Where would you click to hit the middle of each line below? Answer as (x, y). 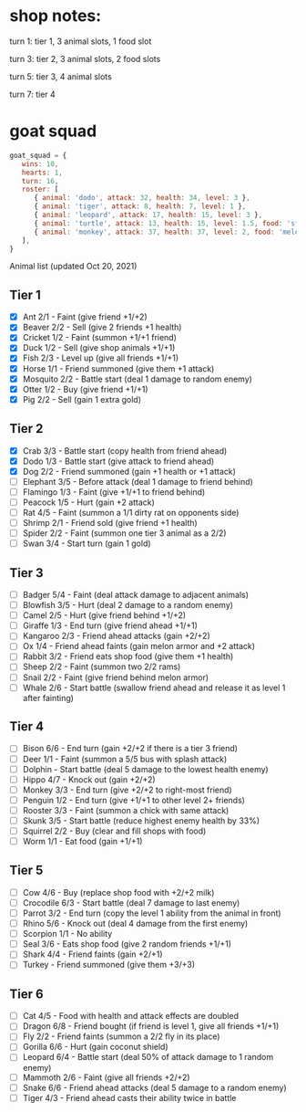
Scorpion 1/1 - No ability (67, 934)
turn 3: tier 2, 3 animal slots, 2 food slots (85, 58)
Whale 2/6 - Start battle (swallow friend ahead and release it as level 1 (154, 687)
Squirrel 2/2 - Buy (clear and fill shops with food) (114, 831)
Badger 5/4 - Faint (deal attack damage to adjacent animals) (135, 595)
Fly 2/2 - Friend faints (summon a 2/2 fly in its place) (121, 1036)
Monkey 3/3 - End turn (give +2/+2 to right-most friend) (127, 790)
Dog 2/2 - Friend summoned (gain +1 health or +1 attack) (129, 471)
